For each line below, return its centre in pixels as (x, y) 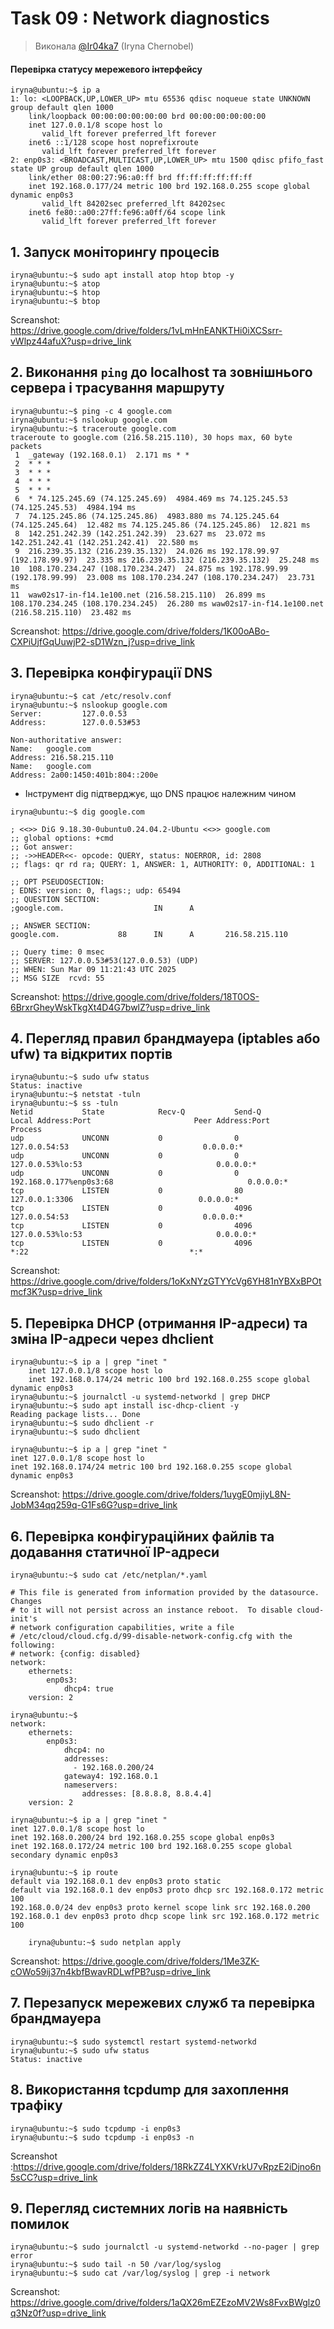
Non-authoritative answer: (66, 740)
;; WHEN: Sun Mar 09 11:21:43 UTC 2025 (93, 969)
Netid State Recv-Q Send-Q (136, 1112)
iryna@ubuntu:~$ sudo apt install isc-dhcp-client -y (125, 1406)
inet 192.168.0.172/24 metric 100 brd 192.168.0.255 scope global (151, 1847)
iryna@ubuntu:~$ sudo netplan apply (105, 1943)
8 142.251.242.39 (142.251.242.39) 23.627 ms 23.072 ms (140, 533)
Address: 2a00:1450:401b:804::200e (84, 775)
